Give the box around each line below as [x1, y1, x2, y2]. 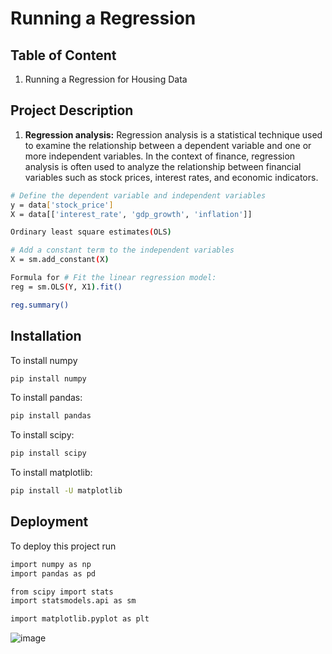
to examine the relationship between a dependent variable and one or [24, 139, 312, 151]
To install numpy [10, 354, 78, 366]
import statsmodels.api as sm [10, 596, 137, 606]
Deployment [10, 513, 89, 531]
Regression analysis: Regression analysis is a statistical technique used [24, 128, 323, 141]
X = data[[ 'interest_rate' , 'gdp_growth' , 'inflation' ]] [10, 209, 253, 219]
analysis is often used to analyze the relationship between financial [24, 160, 302, 172]
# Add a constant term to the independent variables [10, 245, 235, 256]
